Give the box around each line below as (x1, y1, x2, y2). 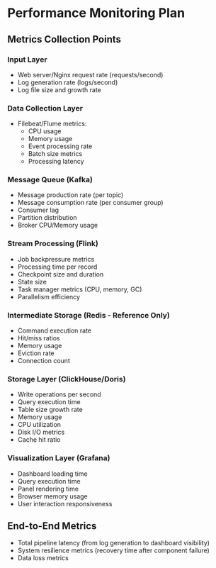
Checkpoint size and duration (17, 269, 104, 278)
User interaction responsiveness (17, 499, 113, 508)
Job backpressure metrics (17, 255, 95, 263)
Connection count (17, 357, 71, 365)
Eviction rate (17, 349, 55, 357)
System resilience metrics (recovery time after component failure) (17, 546, 210, 555)
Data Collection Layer (7, 103, 84, 113)
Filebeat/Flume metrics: (17, 119, 87, 128)
